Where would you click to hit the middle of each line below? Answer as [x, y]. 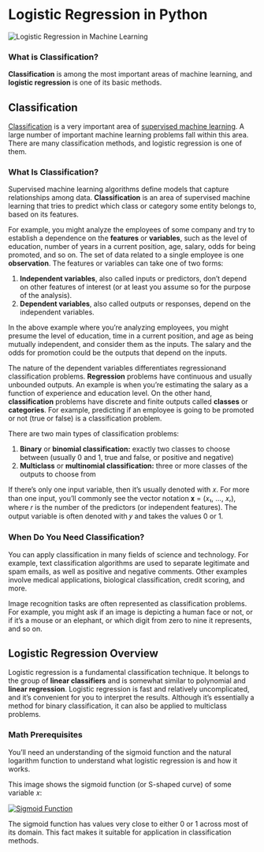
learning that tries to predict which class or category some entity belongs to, [132, 206]
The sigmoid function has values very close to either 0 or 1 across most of [128, 824]
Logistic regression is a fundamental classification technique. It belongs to [129, 673]
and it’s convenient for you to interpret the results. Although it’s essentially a [131, 698]
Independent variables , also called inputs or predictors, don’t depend [133, 279]
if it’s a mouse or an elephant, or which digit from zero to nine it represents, [130, 620]
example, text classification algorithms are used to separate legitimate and [129, 563]
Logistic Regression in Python [108, 15]
